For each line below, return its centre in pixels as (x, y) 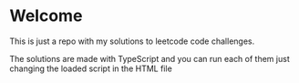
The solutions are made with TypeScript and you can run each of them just (149, 58)
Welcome (46, 16)
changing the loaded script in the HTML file (91, 68)
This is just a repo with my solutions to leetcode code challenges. (132, 41)
